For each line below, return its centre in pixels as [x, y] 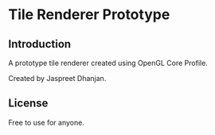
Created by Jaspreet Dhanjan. [57, 78]
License [28, 104]
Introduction [40, 44]
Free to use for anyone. [47, 122]
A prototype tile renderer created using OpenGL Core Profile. [108, 63]
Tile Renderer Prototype [89, 15]
